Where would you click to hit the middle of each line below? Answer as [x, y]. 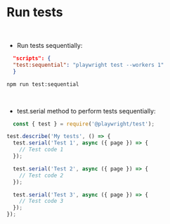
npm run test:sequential [43, 84]
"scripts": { [32, 58]
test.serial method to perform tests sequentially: [86, 111]
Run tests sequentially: [50, 45]
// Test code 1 [41, 150]
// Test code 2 [41, 175]
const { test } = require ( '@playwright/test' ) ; [84, 124]
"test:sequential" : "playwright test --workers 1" [89, 65]
